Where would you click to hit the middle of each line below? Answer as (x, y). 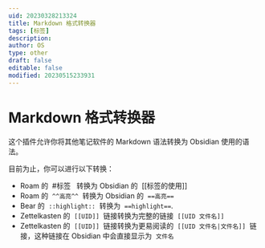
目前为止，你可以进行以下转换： (61, 169)
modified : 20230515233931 (51, 75)
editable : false (35, 68)
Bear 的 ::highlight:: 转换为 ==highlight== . (97, 205)
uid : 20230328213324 (43, 16)
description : (30, 38)
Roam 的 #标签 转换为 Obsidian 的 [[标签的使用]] (104, 185)
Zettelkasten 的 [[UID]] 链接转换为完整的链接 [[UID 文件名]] (122, 215)
